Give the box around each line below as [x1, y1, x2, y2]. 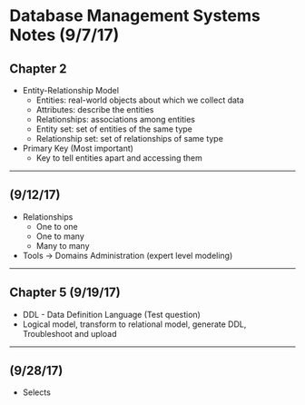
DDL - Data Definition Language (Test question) [22, 309, 202, 320]
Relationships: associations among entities [35, 114, 195, 124]
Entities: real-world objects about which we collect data [35, 94, 245, 105]
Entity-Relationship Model [22, 85, 120, 95]
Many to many [35, 240, 90, 251]
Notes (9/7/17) [9, 25, 120, 45]
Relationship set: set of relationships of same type [35, 133, 224, 143]
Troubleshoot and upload [22, 328, 117, 339]
